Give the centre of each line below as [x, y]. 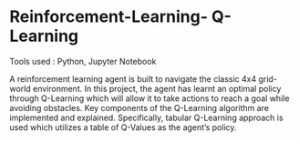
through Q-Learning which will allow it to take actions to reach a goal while [149, 98]
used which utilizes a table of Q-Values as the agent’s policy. [123, 127]
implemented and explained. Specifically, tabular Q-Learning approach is [147, 117]
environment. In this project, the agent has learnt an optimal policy [157, 88]
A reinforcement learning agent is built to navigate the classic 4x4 [133, 78]
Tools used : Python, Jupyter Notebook [83, 61]
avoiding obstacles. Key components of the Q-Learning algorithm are [139, 107]
